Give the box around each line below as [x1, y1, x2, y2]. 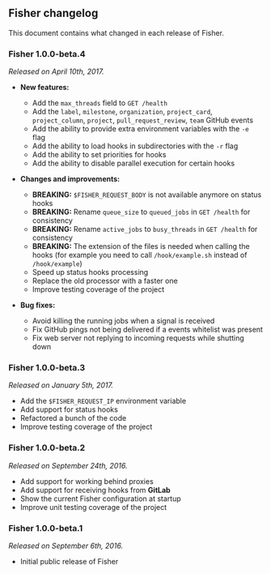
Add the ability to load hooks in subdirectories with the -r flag [32, 141, 239, 151]
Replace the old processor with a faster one [32, 276, 178, 286]
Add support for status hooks [19, 405, 119, 414]
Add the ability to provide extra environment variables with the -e [32, 124, 249, 134]
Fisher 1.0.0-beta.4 [8, 48, 87, 59]
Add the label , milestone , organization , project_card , [32, 107, 213, 117]
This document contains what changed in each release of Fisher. [8, 28, 225, 37]
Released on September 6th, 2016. [8, 541, 124, 550]
